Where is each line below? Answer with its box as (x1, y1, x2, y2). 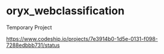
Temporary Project (6, 24, 52, 31)
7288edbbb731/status (6, 42, 60, 49)
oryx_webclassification (6, 4, 125, 18)
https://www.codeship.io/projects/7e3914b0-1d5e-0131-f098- (6, 35, 158, 42)
